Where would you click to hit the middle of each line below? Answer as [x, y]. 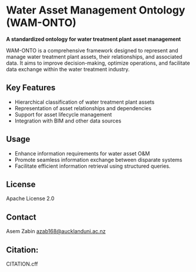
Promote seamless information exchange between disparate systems [98, 160]
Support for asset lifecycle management [63, 114]
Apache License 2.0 [30, 198]
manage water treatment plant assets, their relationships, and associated [94, 57]
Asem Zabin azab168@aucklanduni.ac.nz [56, 231]
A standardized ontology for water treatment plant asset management [94, 39]
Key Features [31, 88]
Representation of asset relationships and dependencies [83, 108]
